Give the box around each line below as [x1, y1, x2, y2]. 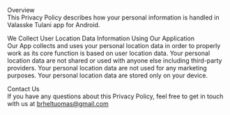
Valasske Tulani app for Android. [7, 21, 100, 29]
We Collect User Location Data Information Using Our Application [7, 34, 195, 43]
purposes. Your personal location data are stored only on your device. [7, 71, 208, 79]
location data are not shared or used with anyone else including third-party [7, 56, 222, 65]
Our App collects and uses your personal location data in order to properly [7, 42, 221, 49]
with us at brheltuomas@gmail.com [7, 100, 109, 107]
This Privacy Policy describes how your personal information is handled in [7, 13, 220, 22]
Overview [7, 6, 35, 14]
